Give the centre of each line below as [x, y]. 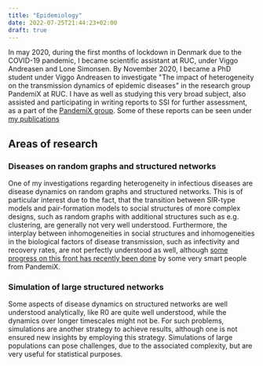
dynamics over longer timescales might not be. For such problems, [116, 321]
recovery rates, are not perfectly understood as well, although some [118, 250]
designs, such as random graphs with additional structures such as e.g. [124, 217]
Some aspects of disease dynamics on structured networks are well [118, 304]
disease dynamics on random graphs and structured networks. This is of [126, 192]
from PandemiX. [34, 267]
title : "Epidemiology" [45, 15]
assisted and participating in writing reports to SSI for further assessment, [128, 102]
